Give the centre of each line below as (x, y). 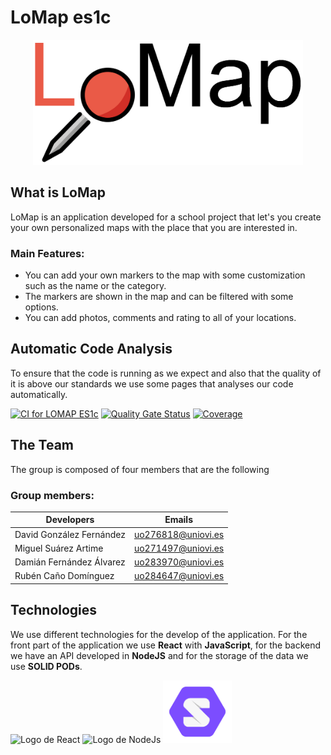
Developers (70, 520)
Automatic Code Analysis (91, 349)
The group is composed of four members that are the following (140, 469)
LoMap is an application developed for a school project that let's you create (166, 217)
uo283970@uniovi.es (179, 562)
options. (41, 307)
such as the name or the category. (95, 286)
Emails (178, 520)
